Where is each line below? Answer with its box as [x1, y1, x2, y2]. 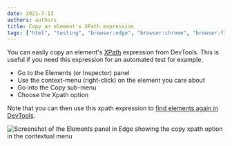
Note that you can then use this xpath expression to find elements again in [7, 104, 219, 112]
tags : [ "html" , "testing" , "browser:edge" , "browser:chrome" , [7, 29, 190, 36]
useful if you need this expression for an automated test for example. [7, 56, 204, 64]
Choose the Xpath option [17, 91, 89, 99]
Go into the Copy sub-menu [17, 83, 97, 92]
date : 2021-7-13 [7, 10, 54, 17]
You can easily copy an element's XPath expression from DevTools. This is [7, 48, 220, 56]
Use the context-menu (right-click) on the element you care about [17, 76, 205, 85]
